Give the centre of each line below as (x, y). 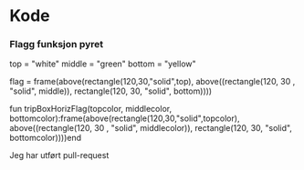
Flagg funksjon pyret (57, 45)
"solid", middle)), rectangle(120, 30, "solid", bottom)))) (111, 91)
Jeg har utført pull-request (59, 155)
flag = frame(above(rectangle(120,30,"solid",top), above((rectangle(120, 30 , (152, 82)
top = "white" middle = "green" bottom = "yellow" (103, 64)
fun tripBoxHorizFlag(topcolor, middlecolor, (90, 109)
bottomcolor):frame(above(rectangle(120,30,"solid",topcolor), (125, 118)
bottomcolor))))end (46, 138)
